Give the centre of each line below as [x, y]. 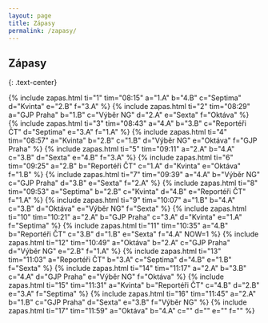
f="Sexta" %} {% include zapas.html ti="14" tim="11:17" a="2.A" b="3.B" [128, 268]
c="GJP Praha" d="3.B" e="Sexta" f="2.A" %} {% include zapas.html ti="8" [133, 183]
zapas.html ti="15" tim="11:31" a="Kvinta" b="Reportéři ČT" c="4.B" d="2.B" [134, 285]
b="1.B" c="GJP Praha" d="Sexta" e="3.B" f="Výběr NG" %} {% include [128, 302]
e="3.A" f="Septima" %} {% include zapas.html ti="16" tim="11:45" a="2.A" [132, 294]
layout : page [30, 16]
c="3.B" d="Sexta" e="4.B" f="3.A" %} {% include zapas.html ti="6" [121, 158]
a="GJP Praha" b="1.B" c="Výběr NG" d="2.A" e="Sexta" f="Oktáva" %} [129, 115]
